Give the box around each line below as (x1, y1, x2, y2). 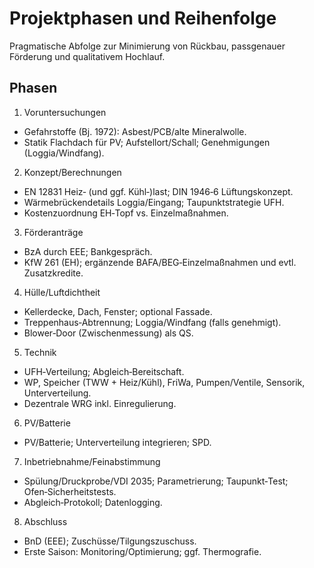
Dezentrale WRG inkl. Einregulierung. (23, 397, 177, 409)
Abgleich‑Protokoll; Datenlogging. (23, 496, 163, 508)
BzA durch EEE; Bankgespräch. (23, 245, 153, 257)
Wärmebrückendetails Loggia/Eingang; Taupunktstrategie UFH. (23, 196, 285, 208)
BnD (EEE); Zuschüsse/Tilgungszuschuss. (23, 535, 197, 547)
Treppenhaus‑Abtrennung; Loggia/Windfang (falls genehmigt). (23, 316, 282, 328)
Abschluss (23, 515, 68, 527)
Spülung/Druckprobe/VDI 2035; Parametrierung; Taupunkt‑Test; (23, 475, 289, 487)
